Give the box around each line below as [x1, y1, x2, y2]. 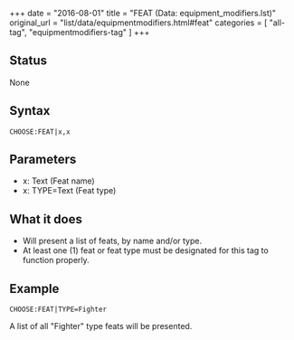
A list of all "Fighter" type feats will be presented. [9, 321, 193, 332]
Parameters [9, 152, 77, 167]
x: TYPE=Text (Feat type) [22, 185, 117, 196]
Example [9, 280, 60, 297]
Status [9, 53, 48, 69]
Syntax [9, 103, 51, 118]
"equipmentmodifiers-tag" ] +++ [28, 27, 150, 37]
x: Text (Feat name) [22, 175, 95, 186]
